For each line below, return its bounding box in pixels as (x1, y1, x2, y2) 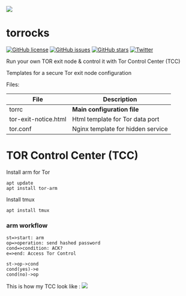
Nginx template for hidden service (71, 125, 168, 133)
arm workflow (6, 221, 48, 229)
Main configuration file (71, 105, 139, 113)
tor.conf (9, 125, 32, 133)
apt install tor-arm (6, 185, 58, 191)
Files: (6, 81, 20, 88)
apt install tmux (6, 207, 50, 213)
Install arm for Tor (6, 168, 50, 176)
